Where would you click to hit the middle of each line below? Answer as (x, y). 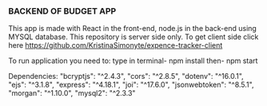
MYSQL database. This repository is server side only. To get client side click (133, 37)
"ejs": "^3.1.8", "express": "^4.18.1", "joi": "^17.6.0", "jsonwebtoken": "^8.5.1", (131, 84)
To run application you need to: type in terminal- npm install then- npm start (133, 61)
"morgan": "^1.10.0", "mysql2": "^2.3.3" (72, 93)
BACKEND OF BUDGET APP (62, 11)
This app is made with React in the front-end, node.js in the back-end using (133, 29)
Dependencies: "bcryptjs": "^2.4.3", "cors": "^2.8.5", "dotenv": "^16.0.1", (126, 77)
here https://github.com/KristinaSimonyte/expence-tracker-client (116, 45)
